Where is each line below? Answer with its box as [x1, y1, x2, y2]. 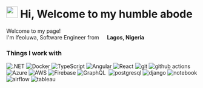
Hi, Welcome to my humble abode [20, 7, 193, 21]
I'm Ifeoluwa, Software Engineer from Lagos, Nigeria [6, 33, 144, 41]
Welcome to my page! [6, 27, 61, 35]
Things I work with [6, 49, 62, 57]
